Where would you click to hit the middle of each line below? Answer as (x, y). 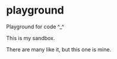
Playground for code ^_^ (35, 27)
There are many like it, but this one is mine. (59, 49)
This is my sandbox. (31, 38)
